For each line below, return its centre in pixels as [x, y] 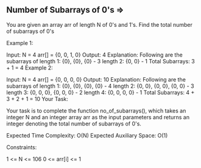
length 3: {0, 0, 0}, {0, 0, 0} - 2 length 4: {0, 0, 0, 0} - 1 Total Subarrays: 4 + [100, 92]
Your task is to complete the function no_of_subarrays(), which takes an [96, 110]
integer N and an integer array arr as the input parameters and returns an [98, 117]
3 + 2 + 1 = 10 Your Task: [37, 99]
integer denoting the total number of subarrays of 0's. [74, 124]
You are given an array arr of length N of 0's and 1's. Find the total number [100, 24]
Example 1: [20, 43]
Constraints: [22, 147]
